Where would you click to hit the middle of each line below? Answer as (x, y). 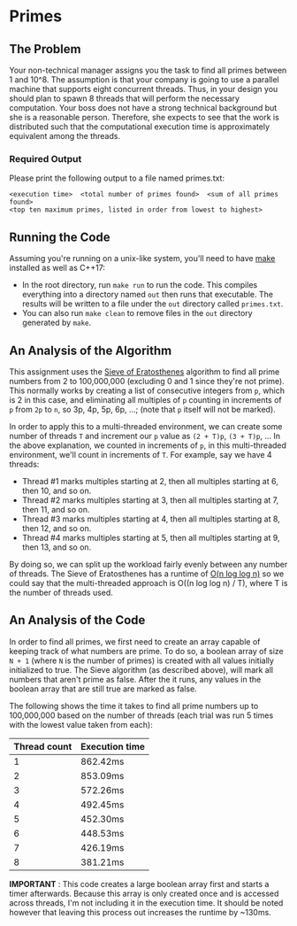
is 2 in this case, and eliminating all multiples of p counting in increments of (146, 399)
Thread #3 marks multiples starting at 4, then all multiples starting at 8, (151, 519)
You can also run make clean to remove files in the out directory (137, 313)
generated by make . (57, 323)
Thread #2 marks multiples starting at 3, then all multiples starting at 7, (150, 500)
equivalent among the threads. (65, 136)
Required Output (46, 158)
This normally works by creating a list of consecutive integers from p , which (147, 390)
